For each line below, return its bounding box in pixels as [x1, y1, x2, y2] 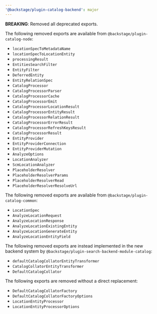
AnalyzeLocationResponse [12, 218, 64, 223]
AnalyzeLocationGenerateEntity [12, 229, 78, 234]
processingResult [12, 57, 49, 62]
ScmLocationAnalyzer [12, 162, 55, 167]
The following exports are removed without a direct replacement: [5, 278, 138, 284]
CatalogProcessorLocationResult [12, 104, 79, 109]
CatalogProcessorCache [12, 94, 60, 99]
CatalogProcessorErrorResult [12, 120, 73, 125]
